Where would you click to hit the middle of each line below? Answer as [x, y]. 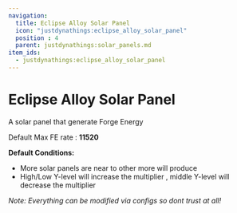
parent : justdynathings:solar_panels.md [83, 45]
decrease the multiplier [58, 185]
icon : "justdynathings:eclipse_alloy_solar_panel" [101, 30]
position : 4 [37, 38]
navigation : [28, 16]
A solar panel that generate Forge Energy [76, 121]
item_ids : [25, 53]
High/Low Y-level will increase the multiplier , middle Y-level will [124, 176]
